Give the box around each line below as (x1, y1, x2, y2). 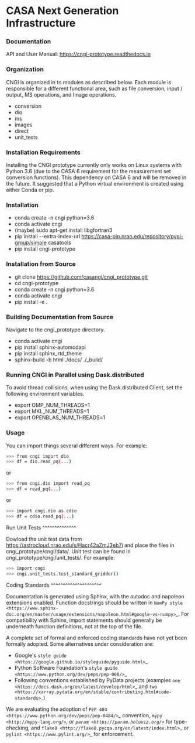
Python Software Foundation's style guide (14, 664, 118, 671)
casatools (47, 239, 72, 246)
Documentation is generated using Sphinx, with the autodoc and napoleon (6, 593, 185, 600)
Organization (6, 66, 44, 74)
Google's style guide (14, 652, 67, 659)
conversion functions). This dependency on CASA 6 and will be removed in (6, 174, 187, 181)
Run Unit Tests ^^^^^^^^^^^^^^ (6, 524, 76, 531)
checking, (6, 724, 30, 731)
